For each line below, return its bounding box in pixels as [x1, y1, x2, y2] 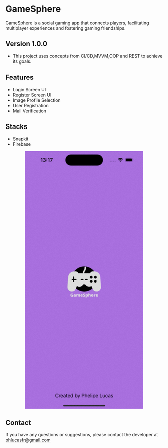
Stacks [5, 122, 28, 131]
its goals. [12, 58, 32, 65]
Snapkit [12, 136, 29, 142]
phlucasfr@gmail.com [5, 437, 51, 443]
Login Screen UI [12, 86, 46, 92]
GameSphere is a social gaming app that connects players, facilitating [5, 20, 149, 26]
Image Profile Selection [12, 97, 61, 103]
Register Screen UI [12, 92, 52, 98]
